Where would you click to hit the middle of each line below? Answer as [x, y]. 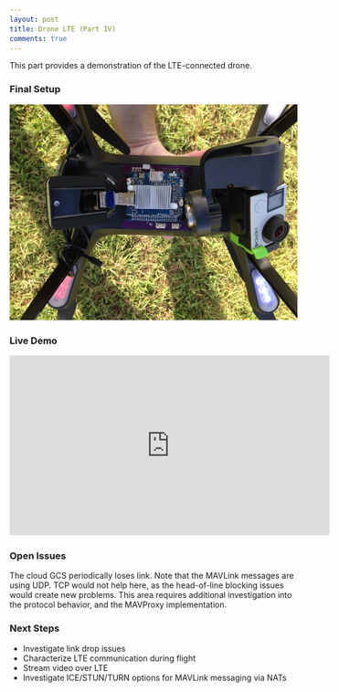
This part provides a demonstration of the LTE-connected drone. [131, 66]
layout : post [34, 19]
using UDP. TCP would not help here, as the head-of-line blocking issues [147, 585]
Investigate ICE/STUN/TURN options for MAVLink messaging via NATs [154, 677]
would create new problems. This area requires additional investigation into [151, 595]
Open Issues [38, 555]
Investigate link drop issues [74, 648]
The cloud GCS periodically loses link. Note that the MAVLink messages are [152, 576]
